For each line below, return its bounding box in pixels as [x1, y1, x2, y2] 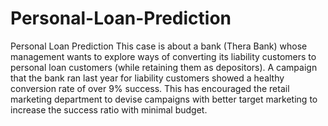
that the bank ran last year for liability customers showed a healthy [10, 72, 285, 84]
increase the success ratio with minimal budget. [10, 103, 208, 116]
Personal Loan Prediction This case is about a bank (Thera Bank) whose [10, 40, 308, 52]
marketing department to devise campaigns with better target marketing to [10, 93, 318, 105]
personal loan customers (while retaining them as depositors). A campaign [10, 61, 318, 73]
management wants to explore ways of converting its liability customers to [10, 50, 317, 62]
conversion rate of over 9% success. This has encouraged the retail [10, 82, 290, 94]
